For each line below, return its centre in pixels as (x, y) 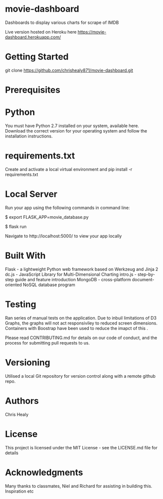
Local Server (31, 194)
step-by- (146, 274)
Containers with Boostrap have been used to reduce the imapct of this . (77, 328)
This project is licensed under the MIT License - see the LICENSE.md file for (81, 447)
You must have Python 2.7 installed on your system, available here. (72, 126)
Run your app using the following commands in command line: (67, 208)
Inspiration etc (19, 491)
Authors (22, 401)
